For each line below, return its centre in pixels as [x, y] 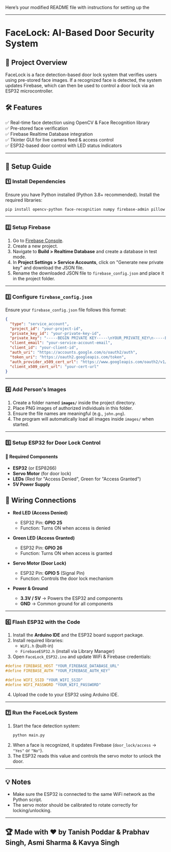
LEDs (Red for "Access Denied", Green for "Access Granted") [77, 479]
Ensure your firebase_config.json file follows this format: [66, 310]
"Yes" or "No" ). [28, 750]
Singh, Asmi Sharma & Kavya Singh [62, 843]
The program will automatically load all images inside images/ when [83, 419]
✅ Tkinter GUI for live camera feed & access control [60, 139]
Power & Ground [30, 588]
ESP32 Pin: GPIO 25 [41, 522]
